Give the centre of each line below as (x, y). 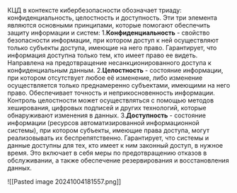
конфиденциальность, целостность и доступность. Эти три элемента (112, 18)
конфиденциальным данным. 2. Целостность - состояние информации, (115, 70)
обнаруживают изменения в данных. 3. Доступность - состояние (107, 115)
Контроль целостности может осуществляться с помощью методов (111, 100)
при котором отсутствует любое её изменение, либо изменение (105, 78)
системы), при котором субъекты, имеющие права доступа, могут (109, 130)
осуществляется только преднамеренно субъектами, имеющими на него (119, 85)
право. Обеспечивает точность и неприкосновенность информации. (111, 93)
